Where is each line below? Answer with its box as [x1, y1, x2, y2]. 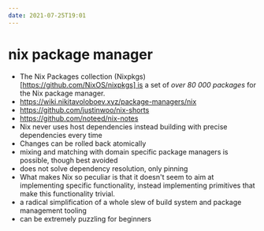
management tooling [19, 206, 87, 215]
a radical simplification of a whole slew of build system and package [19, 197, 242, 207]
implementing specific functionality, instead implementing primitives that [19, 181, 255, 190]
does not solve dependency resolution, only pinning [19, 163, 188, 173]
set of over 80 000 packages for [150, 80, 256, 89]
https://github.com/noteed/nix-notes [19, 114, 139, 123]
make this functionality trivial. [19, 188, 116, 198]
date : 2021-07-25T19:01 [8, 11, 87, 20]
